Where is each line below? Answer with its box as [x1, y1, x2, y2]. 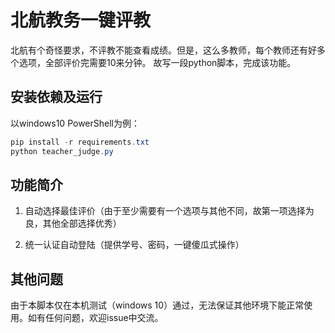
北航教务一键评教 [10, 9, 152, 32]
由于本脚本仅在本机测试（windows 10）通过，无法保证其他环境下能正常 [10, 299, 305, 311]
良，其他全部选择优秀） [24, 217, 122, 230]
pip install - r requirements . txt [10, 137, 150, 147]
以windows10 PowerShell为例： [10, 117, 140, 129]
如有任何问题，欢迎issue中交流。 [27, 312, 164, 324]
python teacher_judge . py [10, 146, 114, 156]
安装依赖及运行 [10, 89, 103, 106]
